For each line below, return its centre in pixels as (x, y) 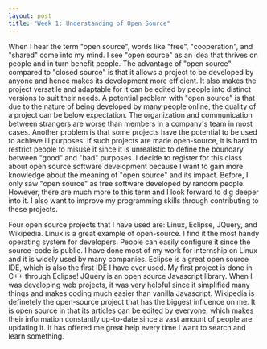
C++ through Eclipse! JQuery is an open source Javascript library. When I (131, 276)
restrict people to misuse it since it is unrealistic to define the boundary (126, 149)
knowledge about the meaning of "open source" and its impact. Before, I (128, 175)
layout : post (30, 16)
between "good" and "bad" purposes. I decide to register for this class (125, 157)
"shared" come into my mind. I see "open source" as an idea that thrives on (133, 55)
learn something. (36, 336)
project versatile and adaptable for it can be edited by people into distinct (130, 89)
